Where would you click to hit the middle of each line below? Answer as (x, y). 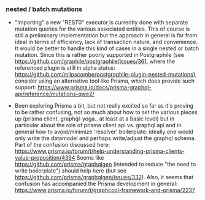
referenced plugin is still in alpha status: (65, 68)
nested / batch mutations (44, 9)
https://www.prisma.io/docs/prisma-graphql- (95, 87)
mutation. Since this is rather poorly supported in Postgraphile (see (99, 55)
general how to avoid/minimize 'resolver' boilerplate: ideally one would (104, 132)
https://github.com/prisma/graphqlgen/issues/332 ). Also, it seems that (104, 177)
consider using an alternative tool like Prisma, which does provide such (104, 81)
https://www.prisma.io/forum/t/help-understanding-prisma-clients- (99, 151)
